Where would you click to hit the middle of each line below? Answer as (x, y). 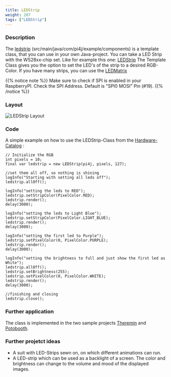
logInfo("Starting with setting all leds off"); (58, 177)
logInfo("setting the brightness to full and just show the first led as (86, 259)
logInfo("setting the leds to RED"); (45, 191)
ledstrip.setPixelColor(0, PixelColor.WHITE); (56, 276)
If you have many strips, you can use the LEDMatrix (73, 70)
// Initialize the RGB (29, 155)
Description (20, 37)
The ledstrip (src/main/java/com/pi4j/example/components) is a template (82, 49)
